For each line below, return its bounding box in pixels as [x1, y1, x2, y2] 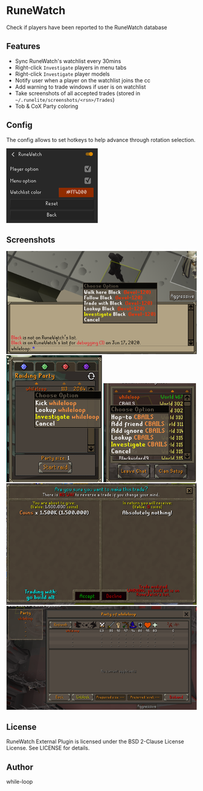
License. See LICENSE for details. [6, 744, 90, 752]
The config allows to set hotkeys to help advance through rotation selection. [6, 136, 196, 143]
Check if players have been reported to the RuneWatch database [6, 24, 167, 31]
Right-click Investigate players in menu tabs [14, 64, 127, 71]
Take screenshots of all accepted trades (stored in [14, 89, 141, 97]
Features [6, 41, 40, 52]
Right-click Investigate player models [14, 70, 110, 78]
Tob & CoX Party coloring [14, 102, 79, 110]
